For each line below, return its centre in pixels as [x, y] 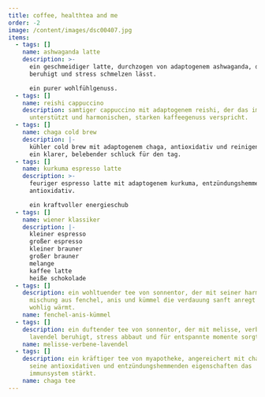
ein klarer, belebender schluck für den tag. [105, 154]
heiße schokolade [58, 278]
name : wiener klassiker [62, 220]
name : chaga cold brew [60, 132]
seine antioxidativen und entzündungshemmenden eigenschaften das [140, 366]
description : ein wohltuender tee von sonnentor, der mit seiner [132, 293]
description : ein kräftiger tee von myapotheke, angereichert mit [134, 359]
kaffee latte [50, 271]
